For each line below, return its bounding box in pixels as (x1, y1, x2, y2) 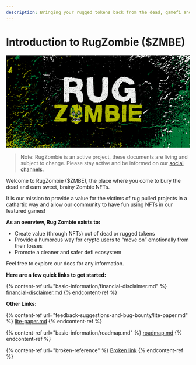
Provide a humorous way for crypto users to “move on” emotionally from (14, 236, 189, 243)
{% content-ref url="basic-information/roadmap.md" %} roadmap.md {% (6, 329, 183, 336)
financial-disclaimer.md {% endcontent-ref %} (6, 289, 118, 296)
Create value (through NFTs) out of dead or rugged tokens (14, 230, 155, 237)
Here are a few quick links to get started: (6, 271, 107, 278)
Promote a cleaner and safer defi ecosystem (14, 248, 121, 255)
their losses (14, 242, 43, 249)
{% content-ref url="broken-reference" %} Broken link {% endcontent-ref (6, 346, 184, 354)
